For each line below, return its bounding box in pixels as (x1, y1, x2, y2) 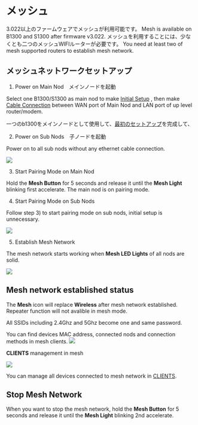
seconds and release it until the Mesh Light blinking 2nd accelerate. (6, 412, 174, 419)
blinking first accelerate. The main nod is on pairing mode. (6, 185, 150, 193)
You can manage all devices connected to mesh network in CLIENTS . (6, 372, 177, 379)
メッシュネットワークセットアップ (6, 66, 132, 76)
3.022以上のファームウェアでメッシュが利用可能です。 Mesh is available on (6, 25, 192, 32)
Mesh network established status (6, 285, 134, 295)
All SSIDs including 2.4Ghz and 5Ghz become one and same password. (6, 319, 182, 326)
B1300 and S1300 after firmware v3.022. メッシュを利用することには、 (6, 32, 181, 40)
